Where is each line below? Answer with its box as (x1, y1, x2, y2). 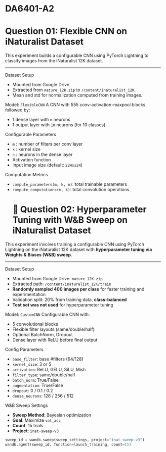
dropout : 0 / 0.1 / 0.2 (12, 388, 53, 394)
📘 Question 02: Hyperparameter (12, 204, 147, 215)
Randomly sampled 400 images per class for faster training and (12, 286, 145, 292)
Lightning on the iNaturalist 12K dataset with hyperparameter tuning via (5, 247, 152, 252)
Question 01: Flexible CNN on (5, 26, 127, 37)
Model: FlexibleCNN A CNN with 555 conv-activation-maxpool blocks (5, 102, 146, 108)
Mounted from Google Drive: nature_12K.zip (12, 276, 103, 282)
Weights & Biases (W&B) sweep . (5, 252, 73, 258)
